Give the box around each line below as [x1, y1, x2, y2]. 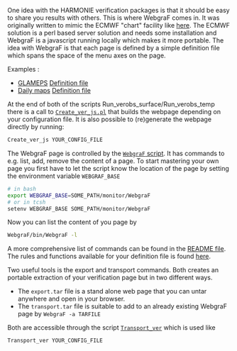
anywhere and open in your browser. [17, 294, 126, 303]
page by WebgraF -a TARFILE [17, 310, 101, 318]
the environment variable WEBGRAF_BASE [7, 172, 121, 180]
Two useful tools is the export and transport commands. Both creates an [7, 266, 219, 274]
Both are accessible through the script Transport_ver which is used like [7, 323, 216, 332]
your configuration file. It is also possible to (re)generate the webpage [7, 115, 211, 123]
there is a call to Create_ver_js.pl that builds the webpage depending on [7, 108, 221, 116]
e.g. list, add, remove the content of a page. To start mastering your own [7, 156, 219, 165]
